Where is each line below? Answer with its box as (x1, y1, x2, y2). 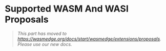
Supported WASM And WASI (5, 3, 129, 15)
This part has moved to (17, 30, 67, 36)
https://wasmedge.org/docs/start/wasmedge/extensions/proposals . (17, 36, 162, 42)
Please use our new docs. (17, 41, 72, 47)
